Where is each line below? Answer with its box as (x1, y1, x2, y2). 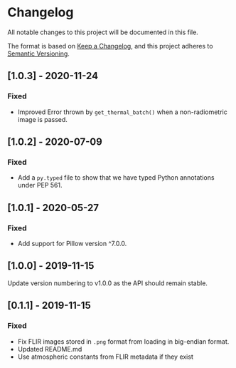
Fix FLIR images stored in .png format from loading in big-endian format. (17, 337, 230, 346)
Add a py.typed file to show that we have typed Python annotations (17, 173, 215, 182)
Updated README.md (17, 344, 82, 353)
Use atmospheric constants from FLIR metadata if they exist (17, 352, 193, 361)
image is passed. (17, 115, 68, 123)
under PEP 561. (17, 181, 63, 190)
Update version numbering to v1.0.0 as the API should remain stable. (7, 279, 208, 287)
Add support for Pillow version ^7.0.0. (17, 240, 127, 247)
